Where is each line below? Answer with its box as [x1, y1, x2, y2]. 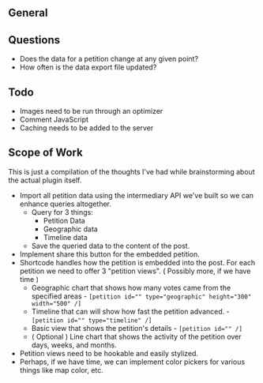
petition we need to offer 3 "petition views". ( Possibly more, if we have [19, 266, 251, 276]
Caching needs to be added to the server [19, 123, 154, 133]
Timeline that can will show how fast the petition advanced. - [31, 306, 231, 316]
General [8, 6, 49, 20]
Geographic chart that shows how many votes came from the [31, 283, 231, 292]
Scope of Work [8, 146, 83, 160]
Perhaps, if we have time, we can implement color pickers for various [19, 357, 246, 366]
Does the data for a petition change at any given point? [19, 54, 199, 64]
